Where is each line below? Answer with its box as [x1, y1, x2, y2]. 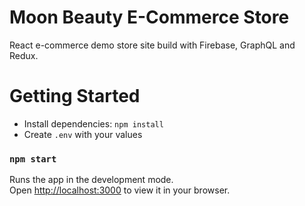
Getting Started [9, 85, 141, 108]
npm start [9, 153, 57, 165]
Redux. [9, 49, 39, 61]
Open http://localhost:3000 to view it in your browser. [9, 184, 231, 196]
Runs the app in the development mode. [9, 174, 174, 186]
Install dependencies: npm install [23, 117, 164, 130]
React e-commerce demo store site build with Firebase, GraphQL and [9, 39, 296, 51]
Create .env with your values [23, 128, 143, 140]
